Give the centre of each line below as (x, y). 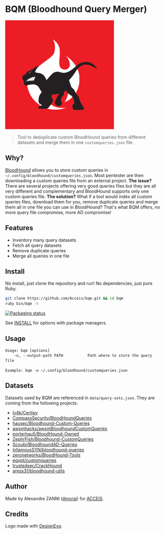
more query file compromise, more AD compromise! (58, 212)
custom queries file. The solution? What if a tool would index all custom (79, 196)
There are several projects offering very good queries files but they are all (81, 186)
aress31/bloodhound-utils (39, 471)
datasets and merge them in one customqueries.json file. (76, 142)
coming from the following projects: (41, 403)
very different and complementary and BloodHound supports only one (77, 191)
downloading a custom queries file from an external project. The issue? (79, 181)
